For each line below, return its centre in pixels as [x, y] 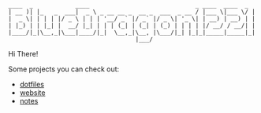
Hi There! [23, 54]
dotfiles [32, 84]
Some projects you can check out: [64, 69]
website [32, 93]
